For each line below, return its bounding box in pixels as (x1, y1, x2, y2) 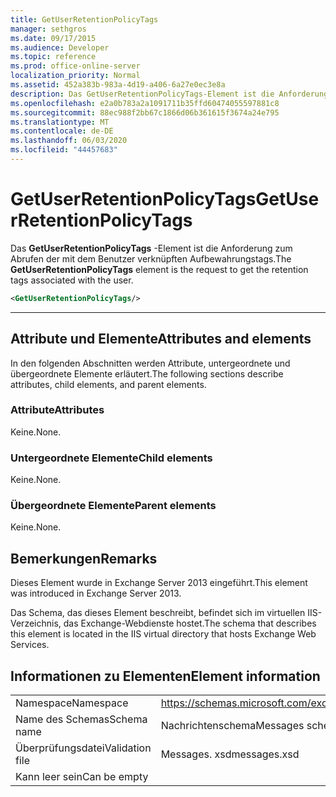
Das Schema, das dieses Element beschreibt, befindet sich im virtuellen (10, 607, 306, 619)
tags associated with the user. (10, 274, 134, 286)
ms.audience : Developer (10, 42, 110, 53)
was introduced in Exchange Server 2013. (10, 587, 182, 600)
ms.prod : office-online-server (10, 61, 141, 71)
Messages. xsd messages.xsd (160, 747, 300, 761)
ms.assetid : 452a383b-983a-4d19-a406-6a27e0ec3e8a (10, 80, 226, 90)
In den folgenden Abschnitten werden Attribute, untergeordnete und (10, 357, 291, 369)
